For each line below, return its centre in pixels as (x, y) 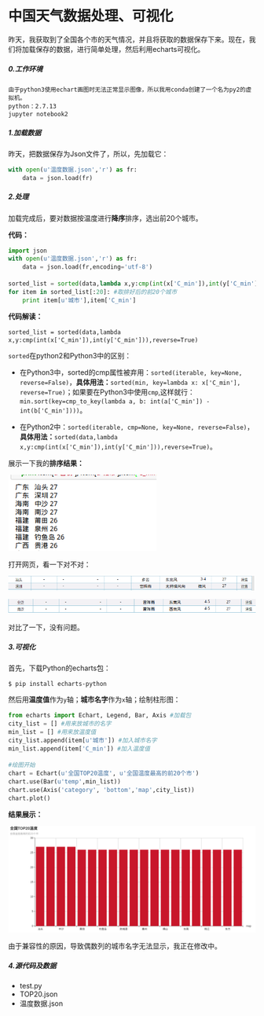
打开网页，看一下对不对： (49, 564)
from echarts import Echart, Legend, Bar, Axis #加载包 (100, 716)
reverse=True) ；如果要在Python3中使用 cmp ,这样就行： (107, 392)
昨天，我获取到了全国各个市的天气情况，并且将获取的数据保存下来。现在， (128, 39)
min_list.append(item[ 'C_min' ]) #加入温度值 (79, 748)
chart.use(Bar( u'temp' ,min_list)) (65, 782)
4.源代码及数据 (32, 966)
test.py (31, 986)
